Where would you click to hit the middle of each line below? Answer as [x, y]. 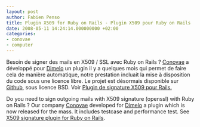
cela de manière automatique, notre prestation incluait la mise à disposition [98, 75]
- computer [20, 45]
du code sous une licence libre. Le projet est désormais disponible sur [93, 80]
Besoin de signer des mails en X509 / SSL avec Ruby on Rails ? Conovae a [98, 62]
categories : [21, 34]
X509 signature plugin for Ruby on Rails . [56, 117]
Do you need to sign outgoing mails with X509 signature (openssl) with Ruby [100, 98]
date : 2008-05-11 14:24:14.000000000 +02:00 [62, 28]
